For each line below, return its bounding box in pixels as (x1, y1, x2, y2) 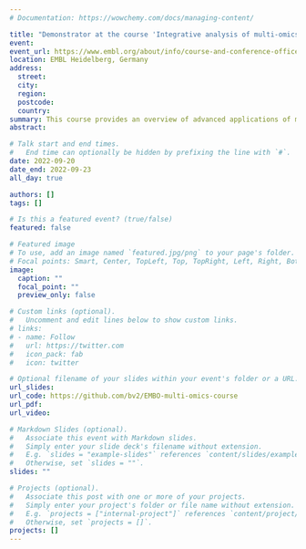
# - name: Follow (9, 332, 76, 342)
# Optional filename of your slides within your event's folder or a (9, 375, 280, 384)
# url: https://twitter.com (9, 341, 125, 350)
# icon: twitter (9, 357, 79, 368)
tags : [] (9, 198, 43, 208)
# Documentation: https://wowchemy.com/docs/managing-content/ (9, 13, 255, 23)
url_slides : (9, 383, 55, 392)
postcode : (17, 98, 55, 107)
